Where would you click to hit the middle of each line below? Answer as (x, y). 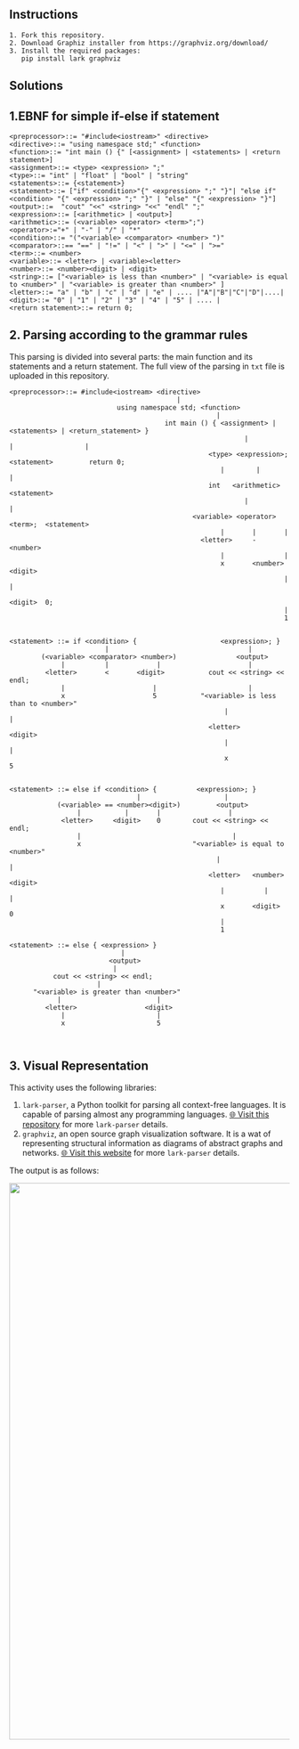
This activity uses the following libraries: (83, 1087)
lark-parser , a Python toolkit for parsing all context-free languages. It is (154, 1104)
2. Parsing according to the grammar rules (129, 335)
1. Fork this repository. (57, 35)
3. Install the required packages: (75, 51)
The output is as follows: (54, 1170)
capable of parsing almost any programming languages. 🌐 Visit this (145, 1114)
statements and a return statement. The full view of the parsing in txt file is (147, 366)
